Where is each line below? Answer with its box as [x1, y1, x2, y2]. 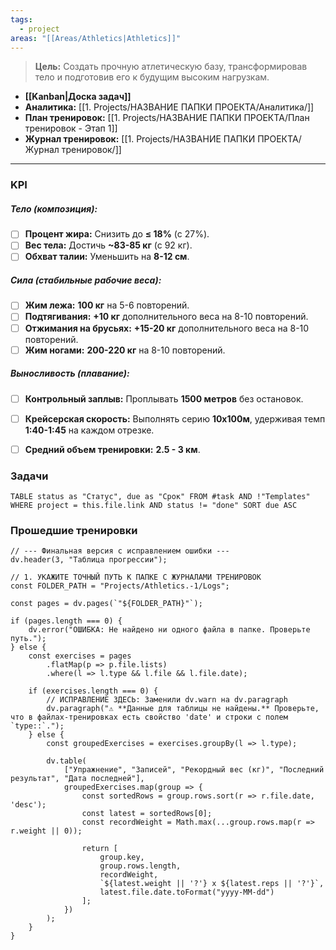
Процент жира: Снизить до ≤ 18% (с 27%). [24, 228, 210, 240]
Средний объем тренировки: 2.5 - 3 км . [24, 443, 201, 455]
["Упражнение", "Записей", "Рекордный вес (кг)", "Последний [63, 765, 325, 775]
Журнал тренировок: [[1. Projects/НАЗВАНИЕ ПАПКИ [24, 133, 256, 145]
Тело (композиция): [10, 202, 98, 215]
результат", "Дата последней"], [10, 774, 145, 784]
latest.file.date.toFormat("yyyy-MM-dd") [99, 887, 275, 898]
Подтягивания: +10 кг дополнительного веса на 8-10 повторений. [24, 311, 309, 323]
